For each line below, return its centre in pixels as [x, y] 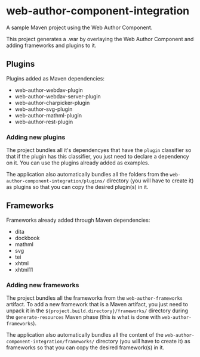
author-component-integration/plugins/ [56, 181]
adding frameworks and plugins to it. [51, 45]
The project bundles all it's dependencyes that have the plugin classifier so [99, 150]
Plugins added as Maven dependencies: [56, 78]
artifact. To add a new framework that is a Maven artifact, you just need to [97, 305]
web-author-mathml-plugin [48, 115]
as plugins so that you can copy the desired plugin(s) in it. [77, 187]
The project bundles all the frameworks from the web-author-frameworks [95, 298]
